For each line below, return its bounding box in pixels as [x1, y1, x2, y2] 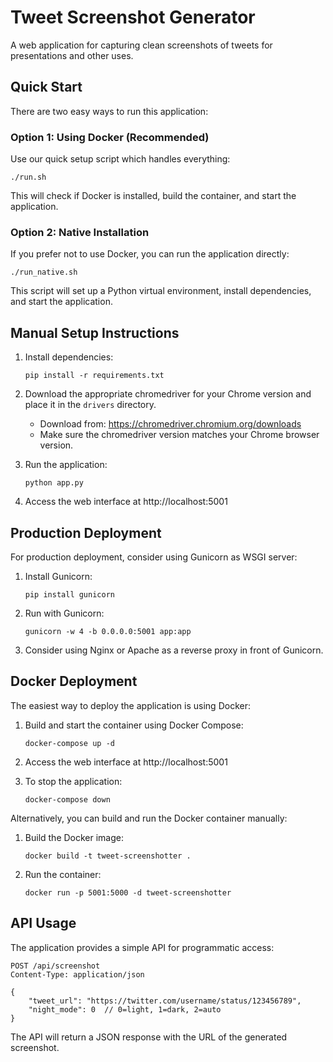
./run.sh [10, 172, 47, 183]
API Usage [10, 915, 77, 932]
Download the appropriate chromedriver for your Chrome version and [24, 388, 312, 400]
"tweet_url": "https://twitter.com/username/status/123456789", [28, 996, 302, 1006]
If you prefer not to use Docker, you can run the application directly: [10, 248, 290, 260]
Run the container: [24, 868, 102, 880]
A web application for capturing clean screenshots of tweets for [10, 39, 273, 51]
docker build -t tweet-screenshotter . [24, 851, 192, 861]
